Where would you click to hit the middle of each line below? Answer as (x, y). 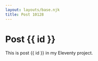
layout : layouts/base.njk (32, 10)
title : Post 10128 (24, 14)
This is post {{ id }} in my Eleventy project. (49, 53)
